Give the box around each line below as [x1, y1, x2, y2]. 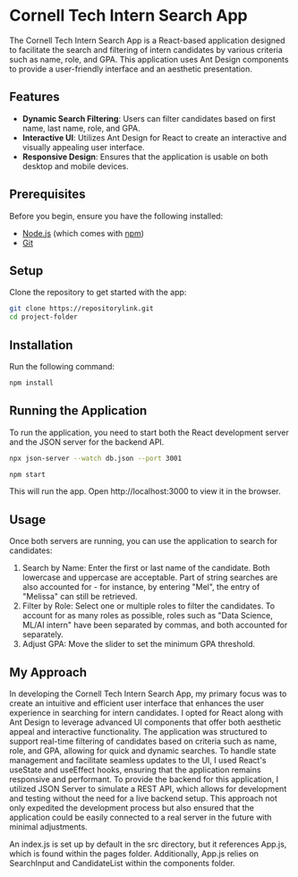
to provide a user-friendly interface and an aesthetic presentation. [9, 64, 252, 74]
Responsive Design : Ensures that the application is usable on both [21, 151, 268, 162]
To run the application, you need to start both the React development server [9, 427, 289, 438]
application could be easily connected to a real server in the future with [9, 812, 272, 822]
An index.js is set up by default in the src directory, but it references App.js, [9, 839, 287, 849]
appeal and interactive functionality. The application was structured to [9, 727, 268, 737]
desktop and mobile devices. [21, 160, 130, 171]
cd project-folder [9, 312, 78, 322]
